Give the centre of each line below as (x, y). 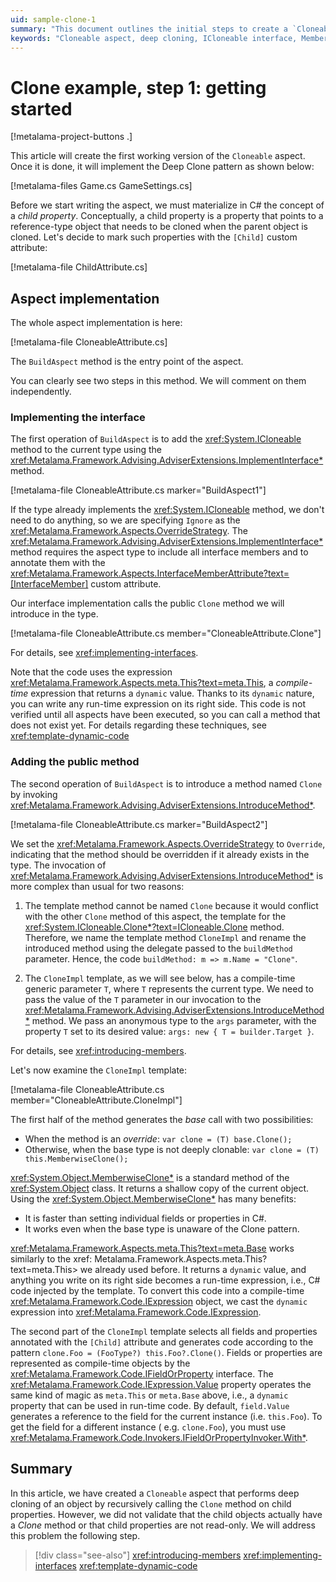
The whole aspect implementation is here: (96, 323)
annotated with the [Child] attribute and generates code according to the (162, 1342)
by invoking (34, 794)
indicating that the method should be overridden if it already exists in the (160, 854)
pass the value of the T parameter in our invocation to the (143, 999)
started (41, 108)
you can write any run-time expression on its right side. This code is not (158, 704)
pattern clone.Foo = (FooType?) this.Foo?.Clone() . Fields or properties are (166, 1352)
